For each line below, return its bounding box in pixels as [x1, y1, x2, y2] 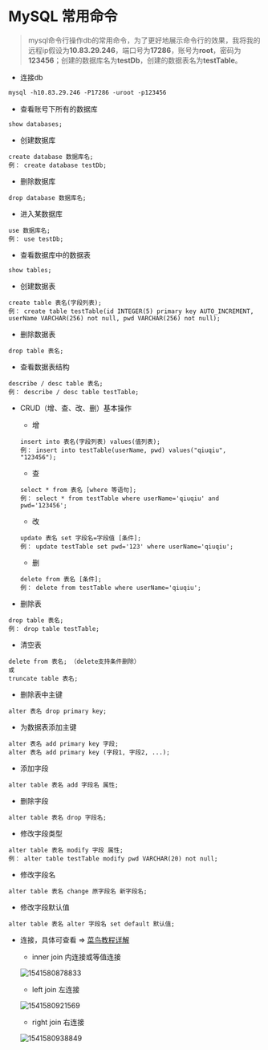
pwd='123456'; [19, 501, 67, 510]
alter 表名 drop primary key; [8, 707, 107, 715]
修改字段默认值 [19, 902, 70, 912]
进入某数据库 [19, 209, 63, 218]
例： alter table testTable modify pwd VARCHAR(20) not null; [8, 854, 218, 863]
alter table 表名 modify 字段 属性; [8, 846, 124, 854]
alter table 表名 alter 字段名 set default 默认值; [8, 920, 175, 928]
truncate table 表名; [8, 674, 79, 682]
